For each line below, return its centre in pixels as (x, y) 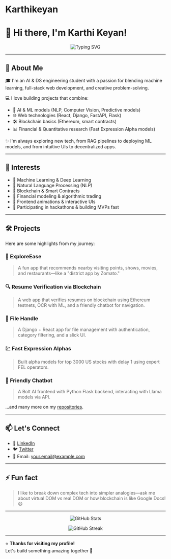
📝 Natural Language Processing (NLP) (52, 185)
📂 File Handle (22, 319)
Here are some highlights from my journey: (50, 243)
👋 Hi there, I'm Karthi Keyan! (66, 33)
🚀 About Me (24, 68)
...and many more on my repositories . (45, 407)
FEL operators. (33, 367)
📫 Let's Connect (33, 428)
